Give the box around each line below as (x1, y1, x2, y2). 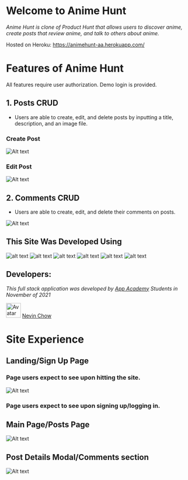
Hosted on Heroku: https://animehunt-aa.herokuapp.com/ (6, 41, 145, 48)
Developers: (6, 269, 51, 279)
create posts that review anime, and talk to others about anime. (6, 29, 159, 36)
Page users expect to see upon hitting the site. (6, 374, 141, 382)
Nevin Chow (22, 312, 51, 319)
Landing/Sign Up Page (6, 356, 89, 366)
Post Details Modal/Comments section (6, 452, 149, 462)
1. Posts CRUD (6, 98, 58, 108)
